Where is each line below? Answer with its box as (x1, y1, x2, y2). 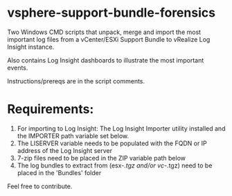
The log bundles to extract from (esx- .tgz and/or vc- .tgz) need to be (17, 161, 213, 170)
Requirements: (7, 101, 94, 117)
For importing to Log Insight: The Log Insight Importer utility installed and (17, 124, 226, 133)
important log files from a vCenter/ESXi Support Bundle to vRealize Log (7, 35, 211, 43)
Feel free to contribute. (7, 182, 73, 190)
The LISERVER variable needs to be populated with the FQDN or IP (17, 139, 208, 147)
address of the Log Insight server (17, 146, 113, 154)
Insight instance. (7, 42, 55, 51)
